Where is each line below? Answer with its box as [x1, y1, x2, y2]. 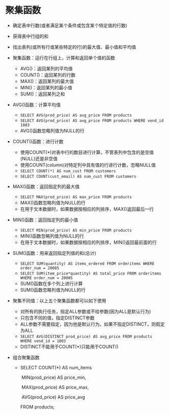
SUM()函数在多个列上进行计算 [20, 280, 83, 287]
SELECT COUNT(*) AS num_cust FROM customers [20, 168, 116, 174]
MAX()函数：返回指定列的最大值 [12, 183, 80, 189]
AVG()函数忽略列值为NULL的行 [20, 127, 85, 133]
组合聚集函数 [12, 354, 40, 360]
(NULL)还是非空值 [20, 155, 58, 161]
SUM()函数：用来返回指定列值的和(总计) [12, 250, 96, 256]
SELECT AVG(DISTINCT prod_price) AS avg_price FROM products [20, 334, 152, 339]
